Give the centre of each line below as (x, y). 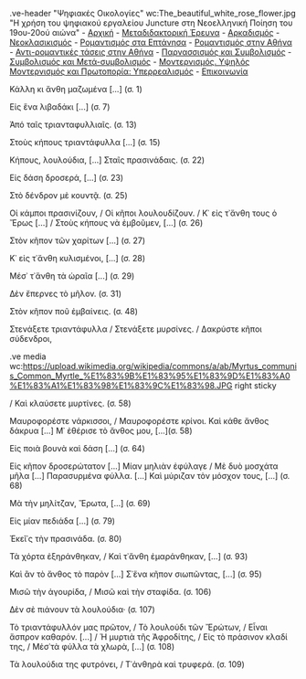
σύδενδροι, (31, 339)
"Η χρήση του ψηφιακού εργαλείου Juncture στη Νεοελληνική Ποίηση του (151, 23)
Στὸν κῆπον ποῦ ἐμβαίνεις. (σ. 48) (74, 311)
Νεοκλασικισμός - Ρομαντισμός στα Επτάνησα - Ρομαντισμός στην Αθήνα (151, 42)
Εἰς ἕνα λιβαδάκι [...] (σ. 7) (60, 107)
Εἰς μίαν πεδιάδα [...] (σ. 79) (63, 521)
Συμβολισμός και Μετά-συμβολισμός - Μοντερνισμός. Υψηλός (130, 62)
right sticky (255, 386)
